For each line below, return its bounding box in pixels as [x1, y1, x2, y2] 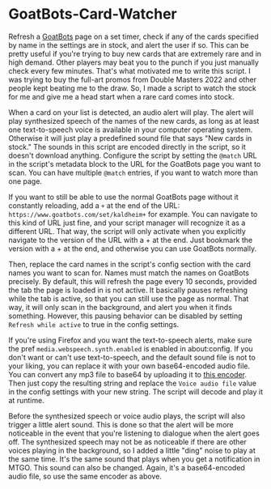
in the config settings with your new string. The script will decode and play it [8, 386, 263, 397]
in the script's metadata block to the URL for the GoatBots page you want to [8, 159, 261, 168]
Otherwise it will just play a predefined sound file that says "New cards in [8, 133, 252, 142]
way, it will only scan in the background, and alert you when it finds [8, 302, 233, 312]
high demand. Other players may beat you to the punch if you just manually [8, 57, 259, 67]
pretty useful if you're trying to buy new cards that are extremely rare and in [8, 49, 261, 58]
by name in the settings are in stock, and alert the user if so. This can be [8, 40, 249, 49]
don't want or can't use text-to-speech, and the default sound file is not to [8, 352, 256, 362]
